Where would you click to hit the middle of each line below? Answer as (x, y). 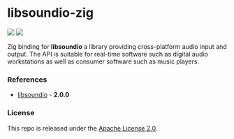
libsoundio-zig (51, 13)
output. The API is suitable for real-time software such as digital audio (108, 54)
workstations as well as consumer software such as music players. (103, 61)
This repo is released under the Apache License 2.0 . (82, 128)
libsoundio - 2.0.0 (43, 95)
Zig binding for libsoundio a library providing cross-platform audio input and (117, 46)
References (27, 80)
